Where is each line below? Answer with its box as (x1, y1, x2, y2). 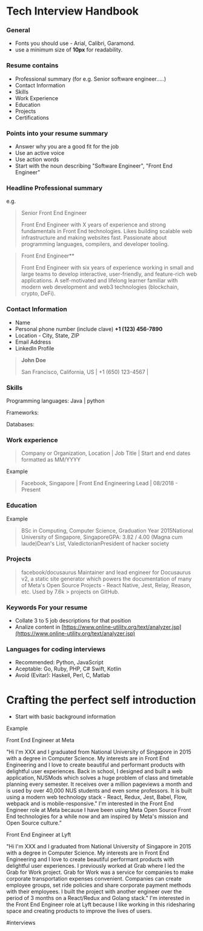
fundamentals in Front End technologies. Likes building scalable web (21, 228, 193, 235)
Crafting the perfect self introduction (6, 693, 196, 707)
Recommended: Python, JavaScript (15, 659, 104, 666)
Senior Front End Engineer (21, 210, 87, 217)
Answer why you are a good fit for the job (15, 143, 119, 150)
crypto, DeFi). (21, 290, 56, 297)
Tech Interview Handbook (6, 4, 139, 18)
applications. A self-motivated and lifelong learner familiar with (21, 277, 178, 284)
